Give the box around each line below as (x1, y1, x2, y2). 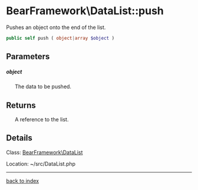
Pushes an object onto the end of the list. (6, 24, 106, 31)
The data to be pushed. (14, 83, 72, 90)
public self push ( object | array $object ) (6, 35, 115, 41)
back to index (6, 177, 39, 184)
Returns (6, 100, 37, 110)
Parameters (6, 51, 50, 62)
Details (6, 133, 32, 143)
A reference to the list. (14, 115, 69, 123)
